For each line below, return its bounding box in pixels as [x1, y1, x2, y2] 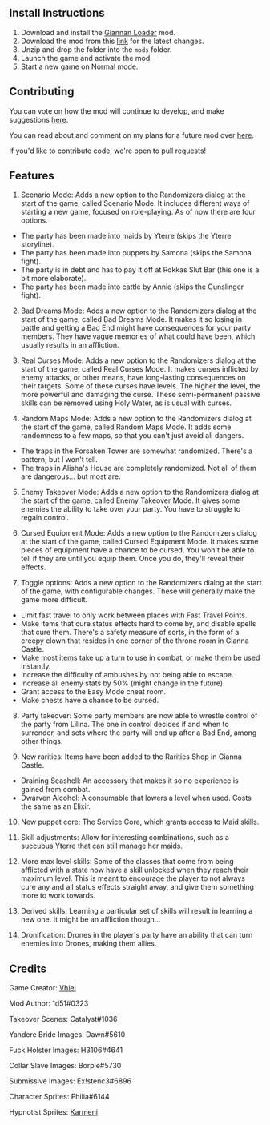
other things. [20, 737, 63, 746]
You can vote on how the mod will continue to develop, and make [9, 106, 224, 115]
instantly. [20, 661, 51, 671]
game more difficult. [20, 595, 88, 605]
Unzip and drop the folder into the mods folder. [20, 44, 172, 54]
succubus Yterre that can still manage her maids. [20, 841, 183, 851]
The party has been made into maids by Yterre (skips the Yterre [20, 231, 232, 241]
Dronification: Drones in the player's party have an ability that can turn [20, 930, 253, 940]
